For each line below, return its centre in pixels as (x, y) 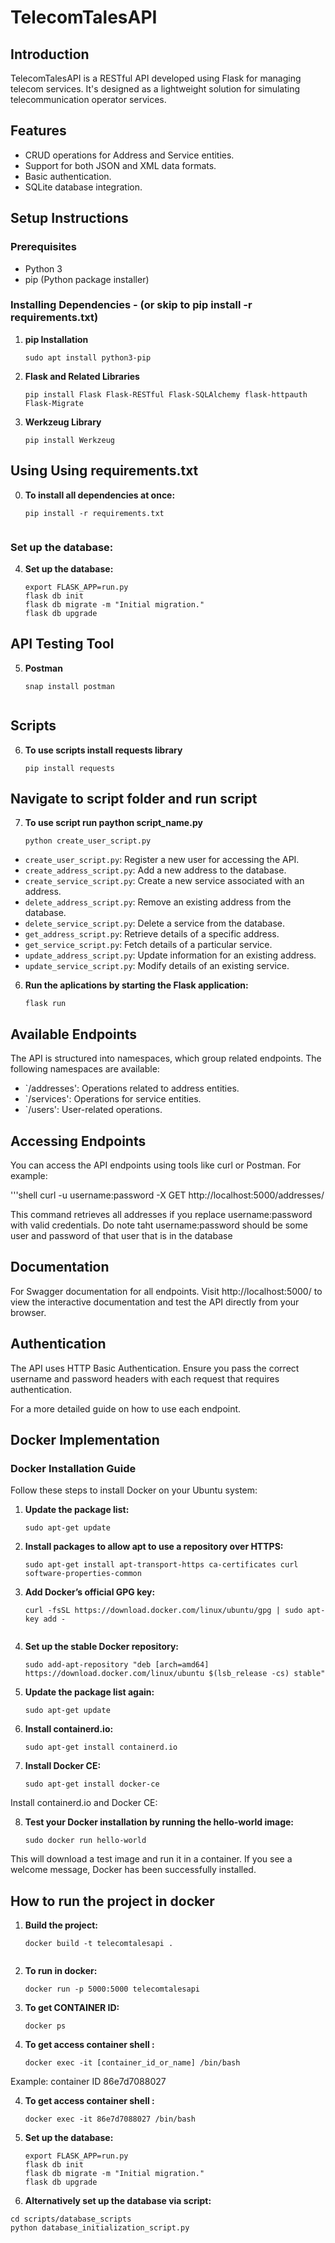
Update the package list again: (89, 1692)
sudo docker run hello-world (85, 1841)
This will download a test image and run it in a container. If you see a (151, 1859)
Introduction (50, 54)
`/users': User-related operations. (93, 1110)
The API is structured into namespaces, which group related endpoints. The (166, 1058)
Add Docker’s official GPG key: (90, 1592)
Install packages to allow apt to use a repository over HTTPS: (154, 1547)
